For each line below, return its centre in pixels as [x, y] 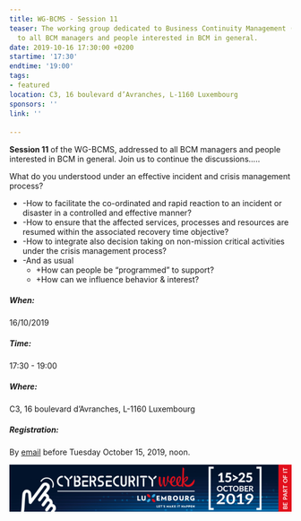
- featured [30, 85]
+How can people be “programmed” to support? [125, 270]
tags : [19, 76]
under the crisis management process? [95, 251]
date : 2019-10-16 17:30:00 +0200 [72, 48]
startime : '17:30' [43, 57]
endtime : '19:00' [42, 66]
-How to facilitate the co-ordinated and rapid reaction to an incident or [152, 204]
